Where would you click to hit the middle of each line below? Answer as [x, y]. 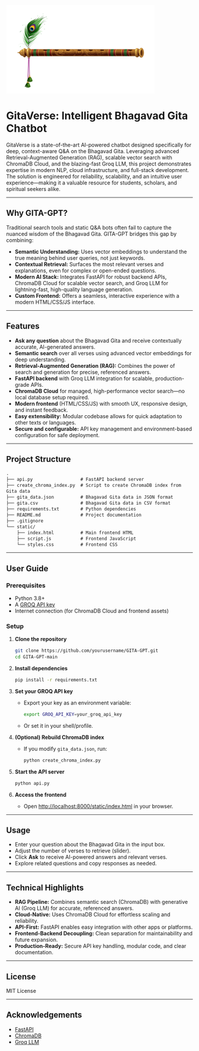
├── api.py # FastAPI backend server [75, 480]
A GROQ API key [35, 605]
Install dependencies [41, 668]
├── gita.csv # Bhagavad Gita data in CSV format [88, 503]
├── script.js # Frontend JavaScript [76, 539]
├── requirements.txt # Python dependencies [71, 509]
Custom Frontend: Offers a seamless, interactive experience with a [97, 295]
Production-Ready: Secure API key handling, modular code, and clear [100, 946]
